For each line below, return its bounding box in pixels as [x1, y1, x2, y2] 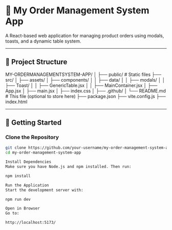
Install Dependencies [5, 159, 52, 165]
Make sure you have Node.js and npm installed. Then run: [5, 164, 132, 169]
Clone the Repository [5, 133, 59, 141]
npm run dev [5, 197, 31, 202]
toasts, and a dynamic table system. [5, 38, 81, 44]
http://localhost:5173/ [5, 220, 56, 225]
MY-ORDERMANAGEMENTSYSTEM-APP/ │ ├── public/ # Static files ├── [5, 71, 162, 78]
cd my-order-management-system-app [5, 150, 81, 156]
